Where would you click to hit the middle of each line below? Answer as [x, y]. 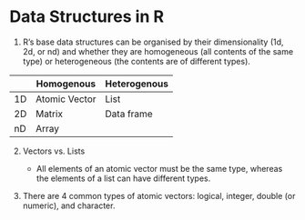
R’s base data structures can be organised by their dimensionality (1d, [153, 42]
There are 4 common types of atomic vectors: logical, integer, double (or [159, 195]
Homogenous [66, 84]
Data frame [129, 114]
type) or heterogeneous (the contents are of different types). [136, 61]
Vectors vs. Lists [54, 151]
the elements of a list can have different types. [123, 178]
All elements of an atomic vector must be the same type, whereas [159, 168]
